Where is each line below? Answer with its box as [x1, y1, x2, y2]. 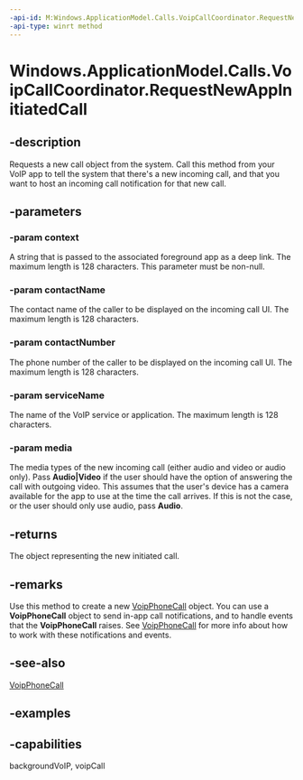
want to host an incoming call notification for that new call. [9, 178, 227, 189]
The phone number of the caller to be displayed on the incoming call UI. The [9, 357, 293, 367]
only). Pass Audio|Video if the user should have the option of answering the [9, 471, 293, 483]
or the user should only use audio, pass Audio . [9, 500, 183, 511]
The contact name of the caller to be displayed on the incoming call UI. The [9, 304, 289, 315]
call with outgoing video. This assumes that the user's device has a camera [9, 481, 289, 492]
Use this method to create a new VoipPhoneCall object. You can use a [9, 601, 269, 611]
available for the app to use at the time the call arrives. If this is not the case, [9, 491, 293, 502]
